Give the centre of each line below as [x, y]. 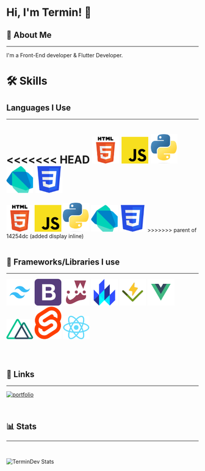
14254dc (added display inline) [45, 236]
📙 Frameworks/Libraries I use [63, 262]
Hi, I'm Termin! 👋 [49, 12]
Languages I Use [39, 108]
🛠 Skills [27, 81]
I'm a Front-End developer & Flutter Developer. [65, 55]
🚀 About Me [29, 35]
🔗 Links [20, 374]
